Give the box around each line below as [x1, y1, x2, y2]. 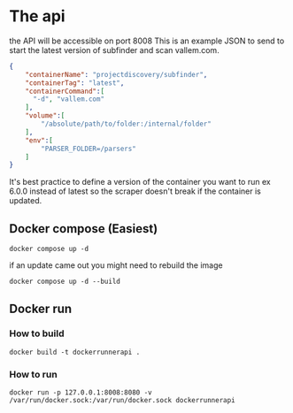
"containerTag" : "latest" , [25, 78, 125, 88]
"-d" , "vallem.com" [32, 95, 104, 103]
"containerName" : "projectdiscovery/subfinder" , [25, 70, 208, 79]
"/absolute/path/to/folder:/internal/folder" [41, 119, 212, 129]
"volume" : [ [25, 111, 66, 120]
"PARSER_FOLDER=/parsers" [41, 144, 137, 153]
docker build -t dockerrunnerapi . [9, 348, 141, 356]
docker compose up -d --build [9, 277, 121, 287]
